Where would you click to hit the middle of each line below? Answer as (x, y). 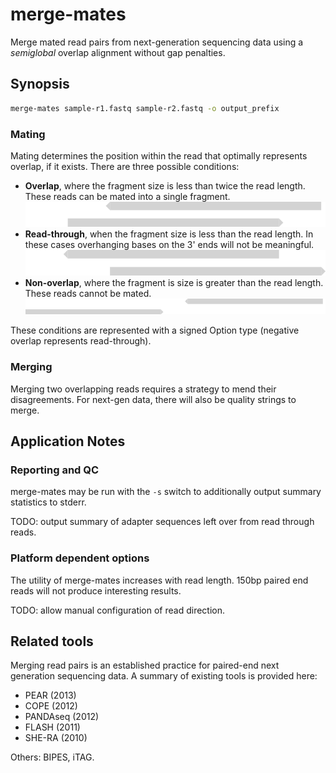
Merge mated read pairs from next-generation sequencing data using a (157, 42)
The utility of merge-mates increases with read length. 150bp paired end (159, 580)
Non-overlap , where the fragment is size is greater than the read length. (174, 282)
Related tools (52, 641)
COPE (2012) (51, 706)
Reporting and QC (55, 470)
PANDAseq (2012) (62, 717)
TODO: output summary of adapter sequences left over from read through (162, 522)
